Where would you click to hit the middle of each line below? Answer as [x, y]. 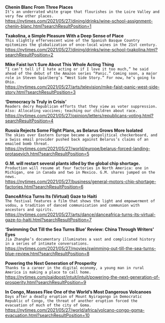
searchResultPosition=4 [29, 121]
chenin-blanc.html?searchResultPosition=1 [48, 26]
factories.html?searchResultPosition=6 [44, 187]
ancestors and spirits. [30, 210]
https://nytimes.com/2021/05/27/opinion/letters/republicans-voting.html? [79, 116]
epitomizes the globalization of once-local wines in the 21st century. [81, 45]
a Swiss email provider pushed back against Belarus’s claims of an [77, 140]
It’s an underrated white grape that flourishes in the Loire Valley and [82, 12]
